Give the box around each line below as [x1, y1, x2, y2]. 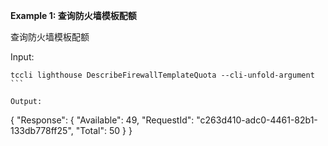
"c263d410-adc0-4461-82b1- [196, 114, 318, 126]
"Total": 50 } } [75, 125, 133, 136]
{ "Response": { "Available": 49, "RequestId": [10, 114, 195, 126]
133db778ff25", [10, 125, 74, 136]
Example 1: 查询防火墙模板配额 [10, 10, 137, 21]
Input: [10, 51, 35, 63]
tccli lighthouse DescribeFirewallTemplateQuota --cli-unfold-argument [10, 70, 315, 80]
